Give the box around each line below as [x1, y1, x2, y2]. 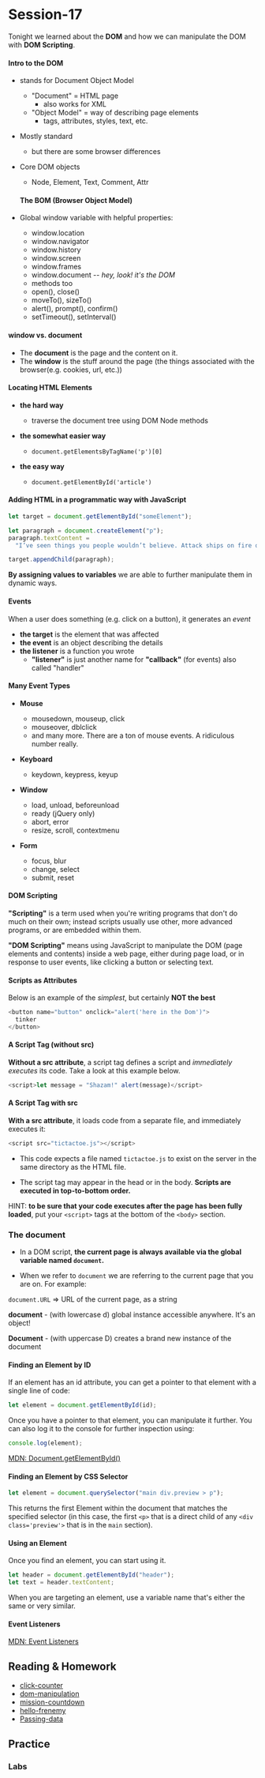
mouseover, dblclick [31, 722, 97, 731]
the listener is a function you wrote [19, 646, 135, 656]
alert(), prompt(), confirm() [31, 304, 118, 314]
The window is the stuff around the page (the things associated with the [19, 356, 255, 366]
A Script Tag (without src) [8, 1040, 95, 1050]
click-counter [19, 1681, 63, 1690]
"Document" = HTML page [31, 91, 119, 100]
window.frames [31, 262, 82, 272]
